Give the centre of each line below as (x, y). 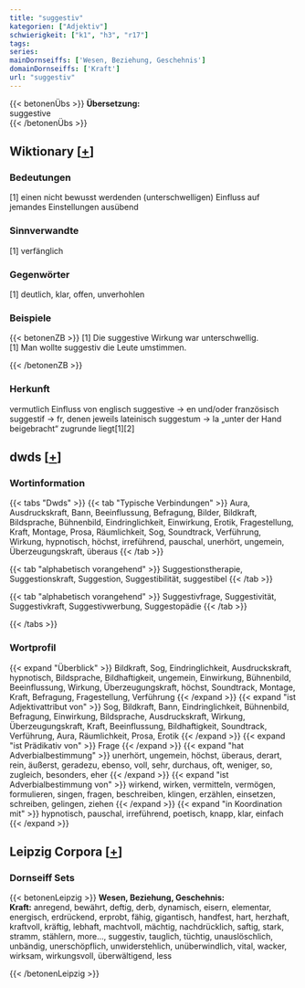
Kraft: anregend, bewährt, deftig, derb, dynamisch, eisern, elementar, (141, 908)
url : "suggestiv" (42, 78)
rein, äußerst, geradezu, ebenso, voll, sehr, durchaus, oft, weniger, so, (141, 765)
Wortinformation (47, 483)
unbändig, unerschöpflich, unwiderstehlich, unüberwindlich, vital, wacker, (148, 946)
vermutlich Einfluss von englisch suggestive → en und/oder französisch (144, 409)
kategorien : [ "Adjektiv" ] (58, 27)
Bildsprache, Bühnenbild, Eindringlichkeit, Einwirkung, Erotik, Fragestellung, (152, 523)
